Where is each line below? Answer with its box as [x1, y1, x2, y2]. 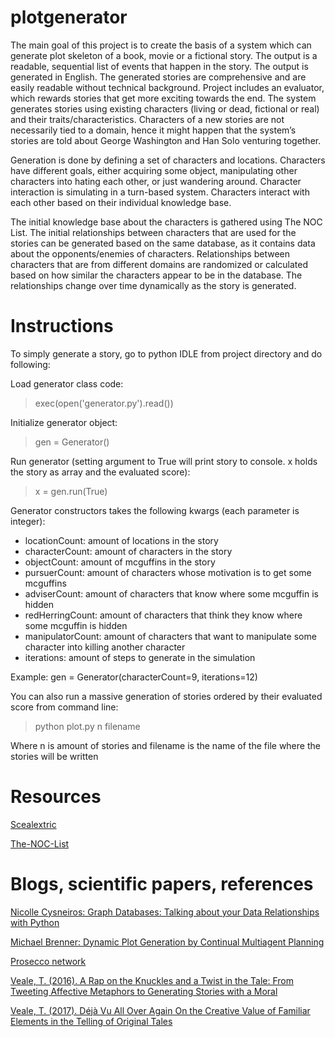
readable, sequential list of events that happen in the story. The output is [10, 60, 309, 72]
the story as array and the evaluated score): [10, 466, 191, 478]
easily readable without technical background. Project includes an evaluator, [10, 81, 325, 93]
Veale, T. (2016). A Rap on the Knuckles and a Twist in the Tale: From [10, 974, 294, 986]
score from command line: [10, 701, 119, 713]
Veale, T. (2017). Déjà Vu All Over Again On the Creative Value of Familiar [10, 1004, 311, 1016]
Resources [10, 786, 102, 808]
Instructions [10, 315, 114, 338]
